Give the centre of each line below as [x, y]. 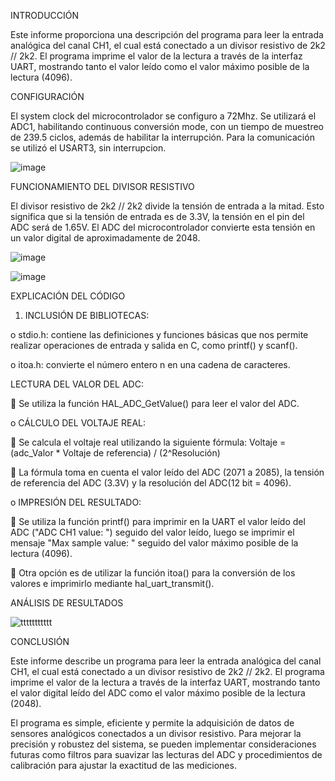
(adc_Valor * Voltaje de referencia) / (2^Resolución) [115, 453]
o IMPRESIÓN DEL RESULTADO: [76, 502]
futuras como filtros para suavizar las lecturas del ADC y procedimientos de [166, 754]
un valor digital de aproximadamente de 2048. [105, 238]
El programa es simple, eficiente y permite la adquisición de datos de [152, 723]
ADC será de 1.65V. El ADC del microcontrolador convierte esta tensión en [163, 227]
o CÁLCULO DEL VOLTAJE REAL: [78, 423]
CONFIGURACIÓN [47, 96]
